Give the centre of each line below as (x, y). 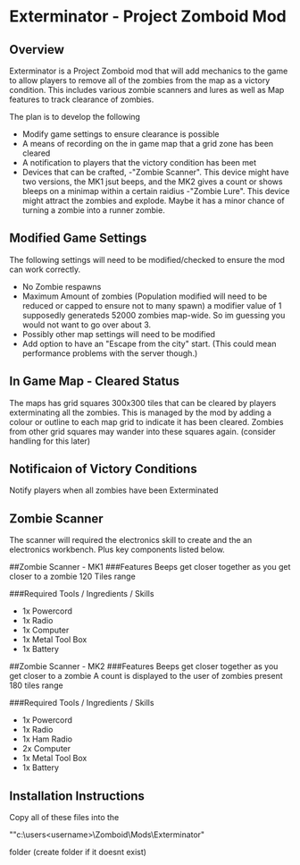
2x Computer (46, 749)
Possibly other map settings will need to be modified (119, 334)
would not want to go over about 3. (87, 325)
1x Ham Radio (47, 739)
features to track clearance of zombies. (82, 99)
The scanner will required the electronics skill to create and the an (131, 540)
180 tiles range (37, 685)
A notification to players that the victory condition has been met (139, 162)
